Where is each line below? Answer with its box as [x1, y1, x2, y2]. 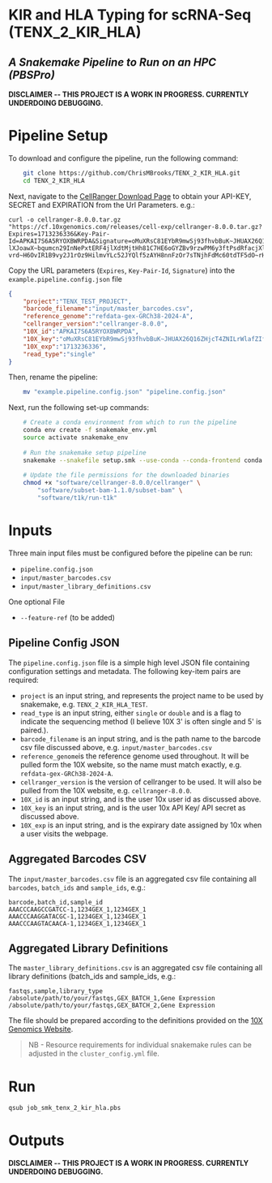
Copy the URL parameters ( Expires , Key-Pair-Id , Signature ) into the [8, 266, 236, 275]
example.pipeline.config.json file [8, 274, 123, 283]
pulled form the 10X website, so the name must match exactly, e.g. [19, 759, 242, 769]
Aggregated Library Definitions [8, 941, 168, 955]
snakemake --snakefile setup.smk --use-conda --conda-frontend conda [23, 456, 263, 464]
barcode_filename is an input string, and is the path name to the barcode [19, 733, 261, 744]
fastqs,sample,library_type [8, 987, 104, 995]
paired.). [19, 725, 49, 735]
